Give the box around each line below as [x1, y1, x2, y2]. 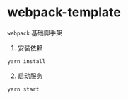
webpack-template [7, 4, 122, 21]
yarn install [7, 57, 46, 65]
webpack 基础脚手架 [7, 28, 63, 37]
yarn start [7, 86, 40, 93]
